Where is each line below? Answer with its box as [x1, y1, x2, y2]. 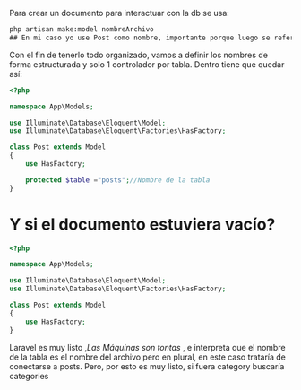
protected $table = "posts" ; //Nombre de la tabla [25, 175, 211, 185]
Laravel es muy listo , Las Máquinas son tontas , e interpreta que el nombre [9, 342, 286, 352]
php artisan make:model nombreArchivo [9, 25, 154, 34]
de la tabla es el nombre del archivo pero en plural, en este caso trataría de [9, 351, 287, 362]
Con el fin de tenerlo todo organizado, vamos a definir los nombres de [9, 49, 269, 60]
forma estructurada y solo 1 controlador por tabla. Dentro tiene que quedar [9, 58, 285, 70]
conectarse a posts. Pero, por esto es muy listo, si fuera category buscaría [9, 360, 285, 371]
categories [9, 370, 49, 381]
